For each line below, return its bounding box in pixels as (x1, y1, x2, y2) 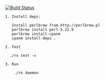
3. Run (5, 62, 19, 67)
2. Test (5, 44, 21, 49)
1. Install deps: (5, 14, 41, 19)
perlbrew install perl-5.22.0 (11, 27, 74, 32)
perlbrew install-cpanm (11, 32, 61, 37)
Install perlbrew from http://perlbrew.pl (11, 23, 100, 28)
